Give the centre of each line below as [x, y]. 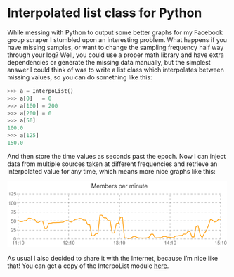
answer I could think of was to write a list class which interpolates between [116, 70]
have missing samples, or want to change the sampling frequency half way [116, 47]
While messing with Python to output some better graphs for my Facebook [115, 32]
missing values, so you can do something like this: [80, 77]
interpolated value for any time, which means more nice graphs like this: [111, 171]
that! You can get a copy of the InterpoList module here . [88, 266]
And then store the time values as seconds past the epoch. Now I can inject [117, 156]
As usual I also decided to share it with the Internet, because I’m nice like [113, 258]
